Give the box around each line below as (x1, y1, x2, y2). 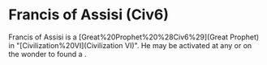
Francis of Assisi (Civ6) (8, 6, 169, 24)
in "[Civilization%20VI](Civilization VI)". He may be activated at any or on (8, 40, 252, 50)
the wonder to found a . (8, 49, 87, 59)
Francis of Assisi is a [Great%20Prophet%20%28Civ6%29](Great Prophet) (8, 32, 260, 42)
